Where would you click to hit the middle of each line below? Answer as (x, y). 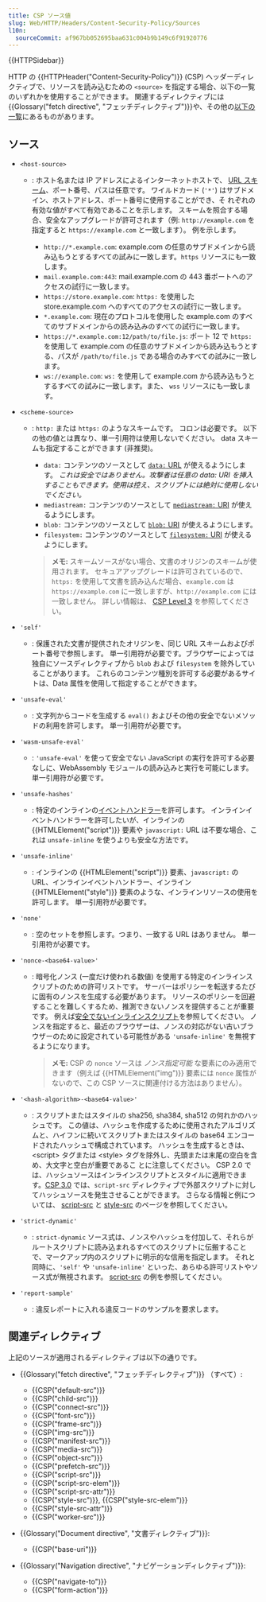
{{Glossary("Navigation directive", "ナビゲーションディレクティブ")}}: (133, 1565)
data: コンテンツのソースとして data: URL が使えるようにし (141, 465)
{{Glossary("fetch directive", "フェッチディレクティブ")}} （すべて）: (131, 1374)
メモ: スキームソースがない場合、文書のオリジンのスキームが (150, 562)
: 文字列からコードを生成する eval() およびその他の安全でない (133, 716)
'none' (31, 919)
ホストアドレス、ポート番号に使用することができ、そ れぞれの (154, 200)
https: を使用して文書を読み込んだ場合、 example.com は (143, 581)
